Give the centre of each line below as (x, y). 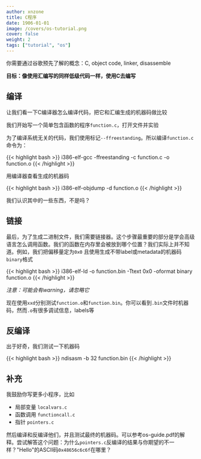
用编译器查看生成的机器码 (38, 176)
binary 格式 (19, 259)
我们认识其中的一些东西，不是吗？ (48, 200)
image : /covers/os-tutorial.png (46, 28)
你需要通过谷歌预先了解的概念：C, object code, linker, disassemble (89, 63)
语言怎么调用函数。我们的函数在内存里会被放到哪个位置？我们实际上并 (93, 244)
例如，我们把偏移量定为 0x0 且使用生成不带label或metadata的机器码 (99, 251)
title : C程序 (22, 17)
